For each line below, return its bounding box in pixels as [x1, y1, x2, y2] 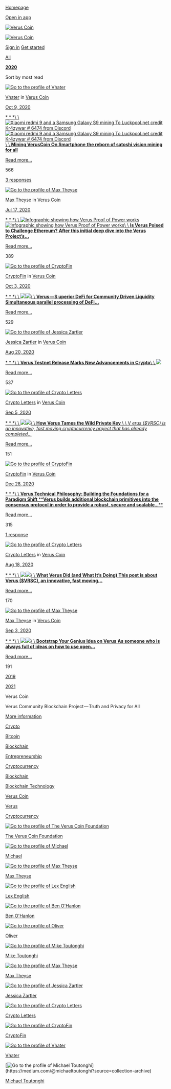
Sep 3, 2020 [5, 627, 32, 634]
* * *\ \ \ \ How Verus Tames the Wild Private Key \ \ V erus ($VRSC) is [5, 420, 166, 426]
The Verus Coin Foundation [5, 833, 63, 839]
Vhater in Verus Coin [5, 94, 49, 100]
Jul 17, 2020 [5, 207, 31, 213]
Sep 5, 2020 [5, 409, 32, 415]
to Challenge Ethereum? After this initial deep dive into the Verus [5, 227, 146, 234]
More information [5, 713, 42, 719]
